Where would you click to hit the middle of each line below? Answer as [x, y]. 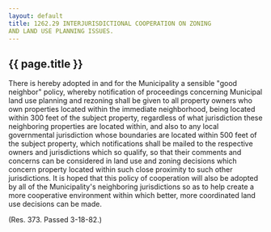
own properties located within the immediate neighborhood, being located [132, 110]
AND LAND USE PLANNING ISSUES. [61, 31]
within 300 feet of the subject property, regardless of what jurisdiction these [135, 118]
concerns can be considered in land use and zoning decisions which [123, 161]
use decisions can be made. [55, 204]
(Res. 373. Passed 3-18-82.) [55, 220]
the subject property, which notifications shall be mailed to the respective [131, 144]
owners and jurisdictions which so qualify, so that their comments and [125, 153]
